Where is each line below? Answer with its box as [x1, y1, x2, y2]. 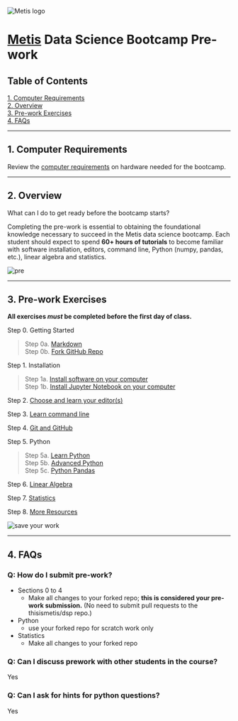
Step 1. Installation [7, 361, 60, 369]
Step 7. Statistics [7, 494, 56, 502]
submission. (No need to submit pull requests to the [45, 601, 198, 610]
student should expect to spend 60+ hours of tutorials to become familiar [7, 237, 224, 246]
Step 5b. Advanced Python [24, 459, 104, 467]
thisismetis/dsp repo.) [28, 609, 92, 617]
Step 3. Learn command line [7, 410, 90, 418]
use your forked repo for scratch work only [28, 624, 154, 632]
